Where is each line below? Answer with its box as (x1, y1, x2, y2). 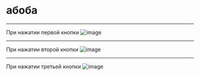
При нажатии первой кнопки (6, 28, 79, 36)
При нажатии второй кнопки (6, 46, 79, 53)
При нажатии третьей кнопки (6, 63, 82, 70)
